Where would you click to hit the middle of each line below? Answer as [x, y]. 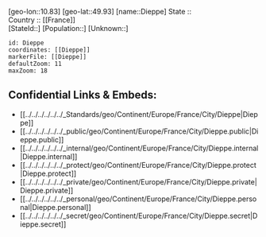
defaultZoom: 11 [35, 64]
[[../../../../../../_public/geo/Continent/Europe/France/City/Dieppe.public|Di [139, 131]
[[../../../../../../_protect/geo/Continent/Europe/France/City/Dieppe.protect [138, 165]
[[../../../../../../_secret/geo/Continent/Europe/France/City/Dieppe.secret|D [139, 216]
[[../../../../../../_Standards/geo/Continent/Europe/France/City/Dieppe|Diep [139, 114]
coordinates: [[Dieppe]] [49, 50]
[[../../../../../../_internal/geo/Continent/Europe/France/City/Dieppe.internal [139, 148]
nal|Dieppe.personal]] [55, 207]
